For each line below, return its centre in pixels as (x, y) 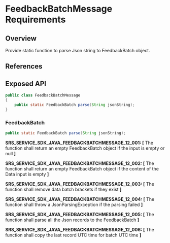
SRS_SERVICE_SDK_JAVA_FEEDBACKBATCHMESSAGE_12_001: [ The (79, 143)
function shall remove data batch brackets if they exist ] (63, 189)
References (24, 66)
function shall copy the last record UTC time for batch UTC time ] (73, 235)
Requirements (36, 20)
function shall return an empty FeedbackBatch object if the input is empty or (85, 148)
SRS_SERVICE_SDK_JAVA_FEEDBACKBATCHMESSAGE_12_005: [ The (80, 214)
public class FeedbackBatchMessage (43, 95)
